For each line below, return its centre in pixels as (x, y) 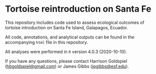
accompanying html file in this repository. (47, 42)
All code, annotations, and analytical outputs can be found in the (70, 37)
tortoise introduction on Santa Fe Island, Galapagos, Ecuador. (67, 27)
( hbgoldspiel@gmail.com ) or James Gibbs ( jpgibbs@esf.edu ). (67, 66)
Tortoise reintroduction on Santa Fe (78, 9)
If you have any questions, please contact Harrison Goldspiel (66, 61)
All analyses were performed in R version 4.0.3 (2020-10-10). (66, 52)
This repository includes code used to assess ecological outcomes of (75, 22)
